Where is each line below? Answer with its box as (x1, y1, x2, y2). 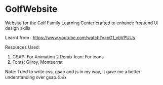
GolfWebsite (5, 3, 58, 15)
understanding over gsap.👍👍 (5, 74, 67, 80)
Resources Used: (5, 44, 41, 50)
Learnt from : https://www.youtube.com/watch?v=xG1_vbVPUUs (5, 35, 135, 41)
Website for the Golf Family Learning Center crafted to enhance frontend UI (5, 20, 159, 26)
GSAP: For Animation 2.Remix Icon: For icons (12, 53, 104, 60)
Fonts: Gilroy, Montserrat (12, 59, 63, 65)
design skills (5, 25, 31, 31)
